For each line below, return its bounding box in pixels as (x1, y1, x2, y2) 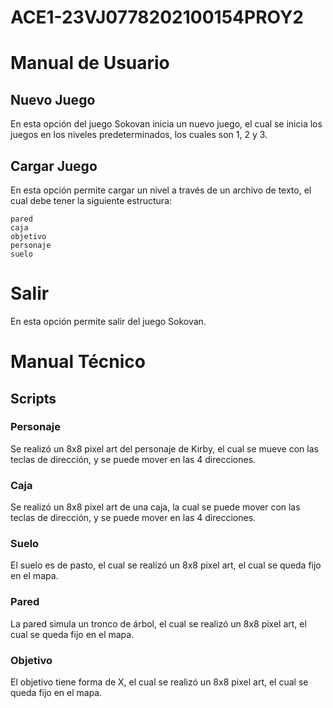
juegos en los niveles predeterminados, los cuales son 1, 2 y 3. (10, 129, 268, 141)
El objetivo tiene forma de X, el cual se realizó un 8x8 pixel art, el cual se (10, 676, 309, 688)
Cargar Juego (10, 157, 98, 175)
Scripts (10, 390, 57, 407)
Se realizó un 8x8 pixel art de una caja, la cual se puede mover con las (10, 501, 301, 513)
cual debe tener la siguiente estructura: (10, 195, 173, 206)
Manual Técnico (10, 351, 147, 373)
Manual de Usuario (10, 52, 170, 75)
